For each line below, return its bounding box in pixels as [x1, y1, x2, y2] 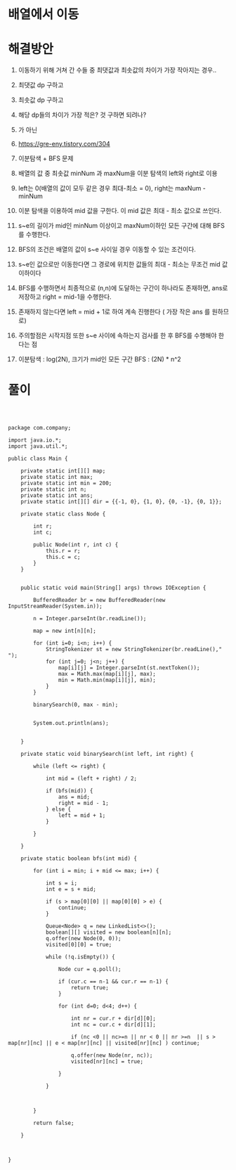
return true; [70, 984, 110, 991]
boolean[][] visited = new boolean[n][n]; [45, 929, 172, 936]
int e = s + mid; [45, 886, 97, 893]
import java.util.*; [8, 443, 69, 450]
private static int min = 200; [20, 480, 112, 487]
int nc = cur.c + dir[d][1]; [70, 1021, 157, 1029]
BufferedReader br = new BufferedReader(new [33, 597, 166, 604]
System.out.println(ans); [33, 720, 110, 727]
